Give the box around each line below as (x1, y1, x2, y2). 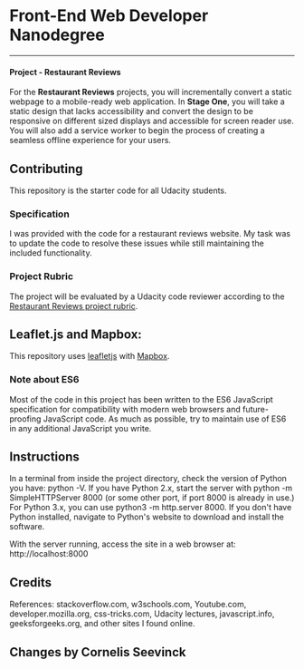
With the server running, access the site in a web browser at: (9, 538, 236, 549)
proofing (9, 413, 42, 424)
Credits (9, 575, 52, 590)
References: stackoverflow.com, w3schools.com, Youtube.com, (9, 599, 247, 610)
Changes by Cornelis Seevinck (9, 645, 186, 660)
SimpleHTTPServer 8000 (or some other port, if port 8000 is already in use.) (9, 492, 295, 503)
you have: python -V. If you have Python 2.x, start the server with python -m (9, 482, 293, 494)
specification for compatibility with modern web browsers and (9, 403, 242, 414)
